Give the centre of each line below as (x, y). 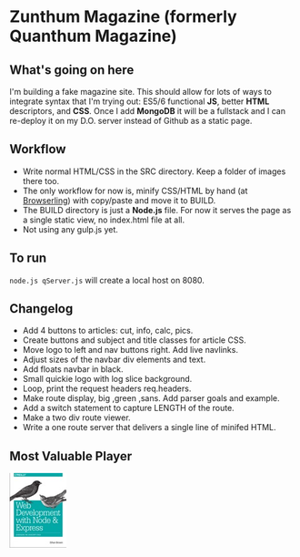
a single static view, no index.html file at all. (104, 220)
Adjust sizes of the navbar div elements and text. (114, 360)
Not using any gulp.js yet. (70, 229)
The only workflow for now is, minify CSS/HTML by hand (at (135, 191)
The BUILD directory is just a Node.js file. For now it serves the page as (157, 210)
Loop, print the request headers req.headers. (107, 388)
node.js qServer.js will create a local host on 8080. (107, 280)
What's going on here (72, 70)
